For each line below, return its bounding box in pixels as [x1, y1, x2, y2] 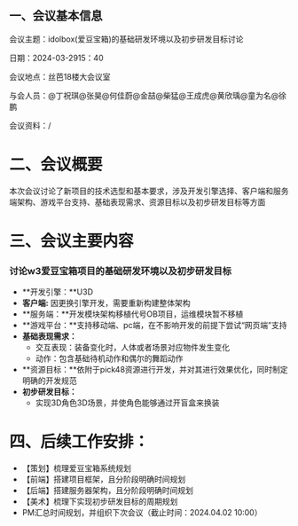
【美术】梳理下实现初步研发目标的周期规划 [21, 496, 178, 507]
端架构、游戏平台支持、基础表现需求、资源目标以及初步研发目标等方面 [9, 196, 266, 207]
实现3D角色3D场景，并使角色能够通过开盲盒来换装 [35, 397, 220, 408]
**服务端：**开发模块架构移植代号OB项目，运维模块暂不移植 [21, 309, 244, 319]
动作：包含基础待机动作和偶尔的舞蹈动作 [35, 353, 184, 364]
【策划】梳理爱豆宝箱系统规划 [21, 463, 131, 474]
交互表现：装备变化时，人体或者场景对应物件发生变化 [35, 342, 231, 353]
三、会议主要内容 [9, 231, 135, 251]
